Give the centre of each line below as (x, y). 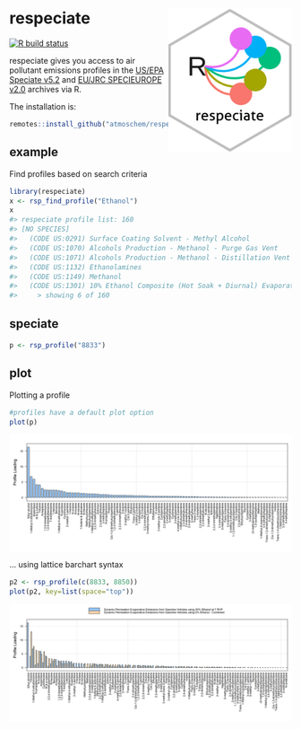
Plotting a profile (40, 395)
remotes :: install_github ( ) (104, 124)
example (34, 152)
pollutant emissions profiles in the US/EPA (86, 70)
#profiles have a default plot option (82, 412)
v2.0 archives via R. (46, 89)
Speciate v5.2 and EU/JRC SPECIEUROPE (86, 79)
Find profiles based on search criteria (78, 173)
